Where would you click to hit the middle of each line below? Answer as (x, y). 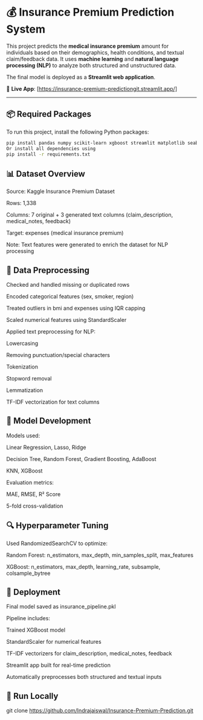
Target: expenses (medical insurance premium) (65, 233)
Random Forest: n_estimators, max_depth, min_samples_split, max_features (100, 555)
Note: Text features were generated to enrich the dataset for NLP (87, 245)
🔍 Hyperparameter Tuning (57, 525)
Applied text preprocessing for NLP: (51, 332)
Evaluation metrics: (30, 482)
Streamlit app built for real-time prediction (58, 665)
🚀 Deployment (33, 592)
